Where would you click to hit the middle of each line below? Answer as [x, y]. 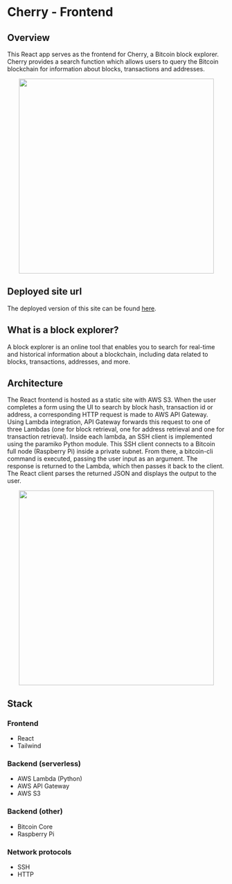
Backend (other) [35, 811]
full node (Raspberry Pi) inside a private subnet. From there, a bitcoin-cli [110, 452]
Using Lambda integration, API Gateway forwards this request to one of [109, 422]
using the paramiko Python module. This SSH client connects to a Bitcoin [111, 444]
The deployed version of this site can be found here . [82, 308]
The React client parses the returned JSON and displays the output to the [112, 474]
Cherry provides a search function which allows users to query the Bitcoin [113, 62]
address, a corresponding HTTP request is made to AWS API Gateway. [108, 415]
